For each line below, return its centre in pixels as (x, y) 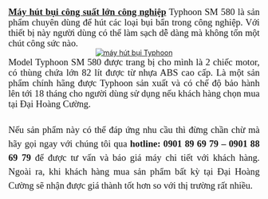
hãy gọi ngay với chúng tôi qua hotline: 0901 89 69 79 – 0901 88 (134, 143)
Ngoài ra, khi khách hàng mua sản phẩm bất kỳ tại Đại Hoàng (134, 171)
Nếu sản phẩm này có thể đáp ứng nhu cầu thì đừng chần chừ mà (134, 130)
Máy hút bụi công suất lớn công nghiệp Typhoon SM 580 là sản (134, 12)
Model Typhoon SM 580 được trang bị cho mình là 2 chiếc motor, (134, 62)
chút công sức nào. (43, 43)
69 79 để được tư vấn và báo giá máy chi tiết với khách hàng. (134, 158)
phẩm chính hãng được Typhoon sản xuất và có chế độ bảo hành (134, 83)
